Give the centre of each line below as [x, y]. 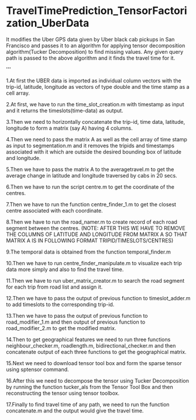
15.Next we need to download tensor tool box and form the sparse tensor [94, 363]
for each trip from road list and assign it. [54, 287]
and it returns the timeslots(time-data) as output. [65, 110]
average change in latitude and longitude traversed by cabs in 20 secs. [92, 175]
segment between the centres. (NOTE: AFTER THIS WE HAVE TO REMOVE [96, 228]
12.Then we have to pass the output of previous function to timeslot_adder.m [98, 298]
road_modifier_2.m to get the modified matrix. [61, 328]
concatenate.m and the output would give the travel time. [75, 411]
